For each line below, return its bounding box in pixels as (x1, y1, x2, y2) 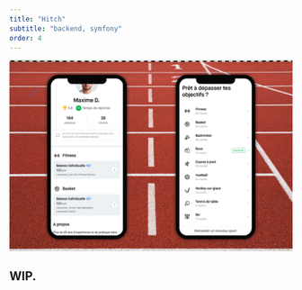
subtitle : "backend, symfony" (9, 23, 123, 33)
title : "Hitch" (9, 14, 67, 23)
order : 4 (9, 33, 42, 42)
